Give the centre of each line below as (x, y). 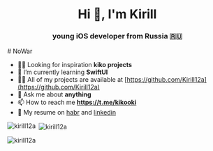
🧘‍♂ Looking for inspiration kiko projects (75, 65)
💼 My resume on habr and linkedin (67, 113)
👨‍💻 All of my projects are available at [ (72, 80)
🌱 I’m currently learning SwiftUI (63, 72)
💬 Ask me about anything (54, 94)
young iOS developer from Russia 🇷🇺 (117, 36)
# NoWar (20, 51)
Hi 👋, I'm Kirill (117, 14)
